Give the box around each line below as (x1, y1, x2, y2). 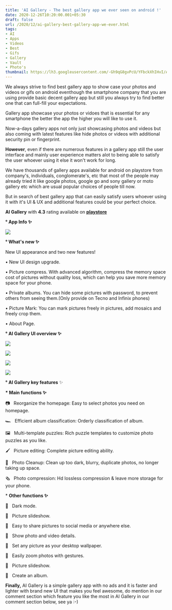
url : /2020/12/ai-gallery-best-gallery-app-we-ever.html (5, 22, 130, 27)
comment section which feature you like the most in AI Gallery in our (5, 594, 149, 599)
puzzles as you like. (5, 437, 47, 443)
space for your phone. (5, 280, 52, 285)
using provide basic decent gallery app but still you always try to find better (5, 94, 165, 101)
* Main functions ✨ (5, 390, 47, 395)
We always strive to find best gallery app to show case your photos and (5, 84, 156, 90)
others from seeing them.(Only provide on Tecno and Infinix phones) (5, 295, 150, 301)
